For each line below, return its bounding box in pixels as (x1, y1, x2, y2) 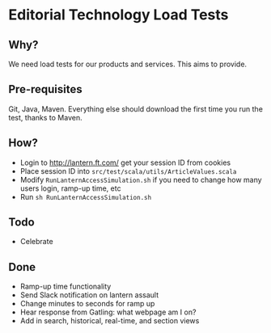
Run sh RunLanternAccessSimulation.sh (19, 192, 152, 201)
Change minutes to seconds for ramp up (19, 299, 155, 309)
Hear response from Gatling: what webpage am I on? (19, 307, 197, 317)
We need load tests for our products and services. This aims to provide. (8, 59, 248, 69)
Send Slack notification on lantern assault (19, 290, 159, 300)
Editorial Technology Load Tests (8, 6, 229, 24)
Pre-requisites (8, 82, 83, 96)
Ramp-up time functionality (19, 281, 112, 292)
